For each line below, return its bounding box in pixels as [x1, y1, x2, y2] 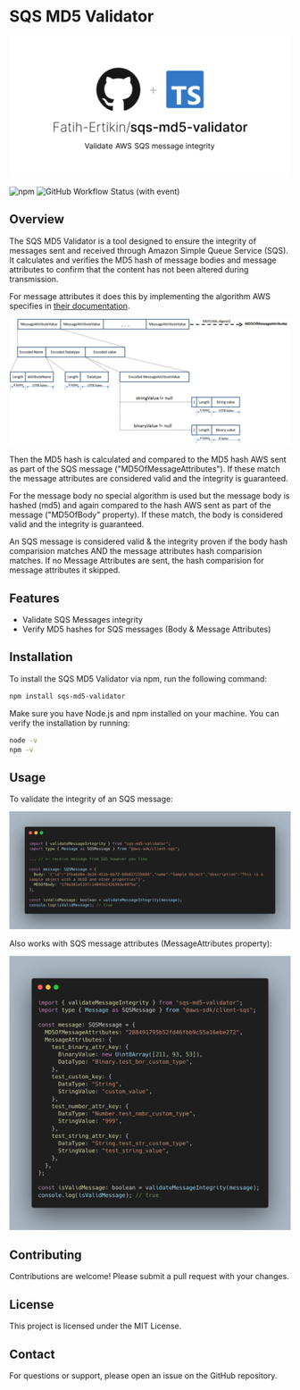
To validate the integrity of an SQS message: [9, 793, 174, 805]
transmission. [9, 273, 59, 284]
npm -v [9, 745, 34, 754]
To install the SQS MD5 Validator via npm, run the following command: [9, 673, 268, 684]
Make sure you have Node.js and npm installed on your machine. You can [9, 708, 279, 718]
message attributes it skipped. [9, 565, 121, 575]
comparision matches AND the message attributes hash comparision [9, 546, 262, 557]
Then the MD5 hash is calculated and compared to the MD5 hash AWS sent [9, 454, 287, 465]
